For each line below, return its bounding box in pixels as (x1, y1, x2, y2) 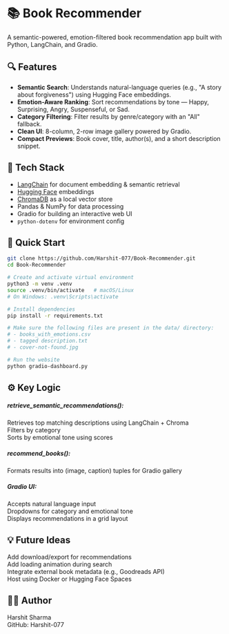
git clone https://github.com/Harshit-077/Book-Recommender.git (7, 255, 196, 262)
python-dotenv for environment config (17, 217, 125, 225)
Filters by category (7, 425, 61, 434)
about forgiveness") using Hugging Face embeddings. (17, 90, 171, 99)
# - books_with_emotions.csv (7, 331, 91, 338)
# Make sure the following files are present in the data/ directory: (7, 325, 215, 332)
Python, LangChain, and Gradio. (7, 40, 98, 48)
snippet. (17, 142, 41, 150)
